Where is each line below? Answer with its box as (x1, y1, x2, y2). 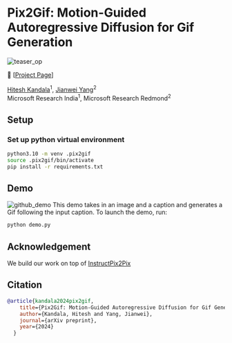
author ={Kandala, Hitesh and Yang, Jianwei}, (19, 310, 153, 317)
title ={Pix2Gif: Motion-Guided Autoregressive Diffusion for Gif (19, 304, 212, 311)
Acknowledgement (7, 240, 91, 252)
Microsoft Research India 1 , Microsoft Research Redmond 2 (7, 92, 171, 102)
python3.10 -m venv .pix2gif (7, 150, 91, 157)
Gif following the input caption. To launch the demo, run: (7, 208, 168, 216)
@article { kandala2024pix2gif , (7, 297, 95, 304)
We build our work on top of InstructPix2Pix (7, 259, 131, 267)
